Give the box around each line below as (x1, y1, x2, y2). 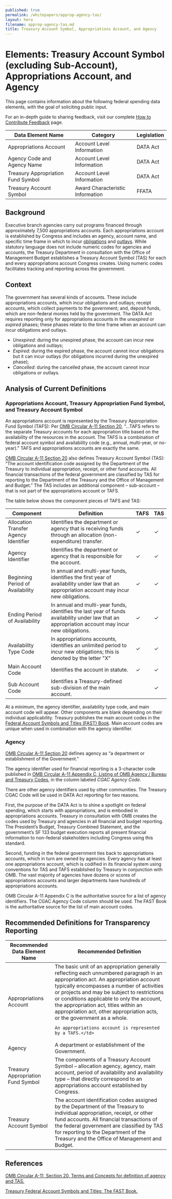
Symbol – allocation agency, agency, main (54, 1062, 156, 1070)
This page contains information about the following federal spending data (5, 99, 160, 105)
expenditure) (51, 538, 82, 545)
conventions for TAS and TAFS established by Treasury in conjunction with (5, 866, 163, 872)
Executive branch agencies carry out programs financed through (5, 222, 142, 228)
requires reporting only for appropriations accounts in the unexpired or (5, 316, 155, 322)
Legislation (136, 131, 164, 139)
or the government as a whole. (54, 1015, 128, 1022)
